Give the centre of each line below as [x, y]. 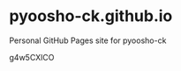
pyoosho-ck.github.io [91, 16]
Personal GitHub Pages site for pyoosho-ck [88, 40]
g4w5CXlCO [32, 57]
